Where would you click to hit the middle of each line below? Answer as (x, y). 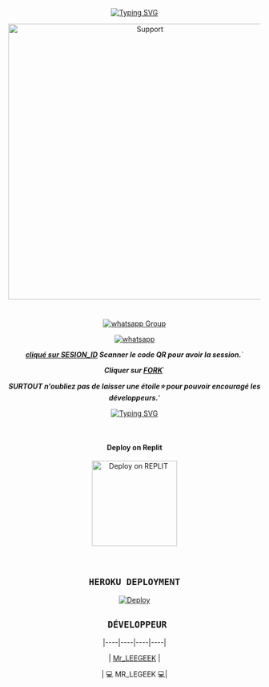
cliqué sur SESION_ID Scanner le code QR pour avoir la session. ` (134, 355)
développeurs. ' (134, 398)
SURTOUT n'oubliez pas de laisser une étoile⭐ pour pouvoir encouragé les (134, 386)
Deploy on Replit (134, 447)
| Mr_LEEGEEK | (134, 658)
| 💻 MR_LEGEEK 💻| (134, 674)
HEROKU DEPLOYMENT (134, 581)
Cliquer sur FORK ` (134, 370)
